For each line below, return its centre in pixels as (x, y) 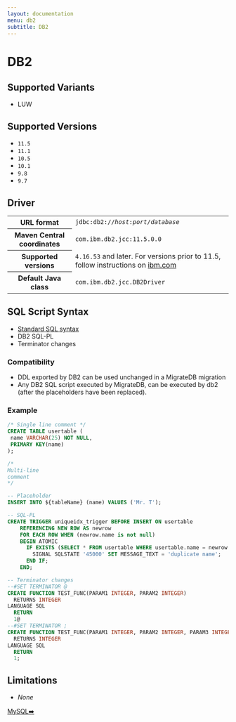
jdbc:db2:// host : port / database (127, 222)
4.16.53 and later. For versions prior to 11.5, (148, 256)
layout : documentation (40, 14)
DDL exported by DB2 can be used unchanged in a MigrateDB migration (122, 377)
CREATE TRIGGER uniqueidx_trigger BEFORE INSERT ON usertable (100, 521)
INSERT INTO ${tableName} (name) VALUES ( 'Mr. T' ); (84, 503)
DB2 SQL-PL (35, 336)
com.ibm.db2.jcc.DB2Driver (120, 282)
